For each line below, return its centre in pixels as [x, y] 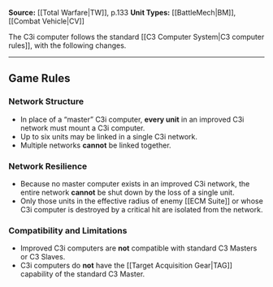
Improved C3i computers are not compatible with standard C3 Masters [139, 248]
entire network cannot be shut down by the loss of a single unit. [127, 192]
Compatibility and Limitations [68, 230]
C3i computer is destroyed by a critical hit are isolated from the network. [141, 209]
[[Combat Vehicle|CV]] [47, 21]
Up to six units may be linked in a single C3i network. [108, 136]
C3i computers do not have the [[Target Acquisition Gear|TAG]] [126, 266]
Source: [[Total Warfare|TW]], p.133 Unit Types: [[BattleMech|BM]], [122, 13]
